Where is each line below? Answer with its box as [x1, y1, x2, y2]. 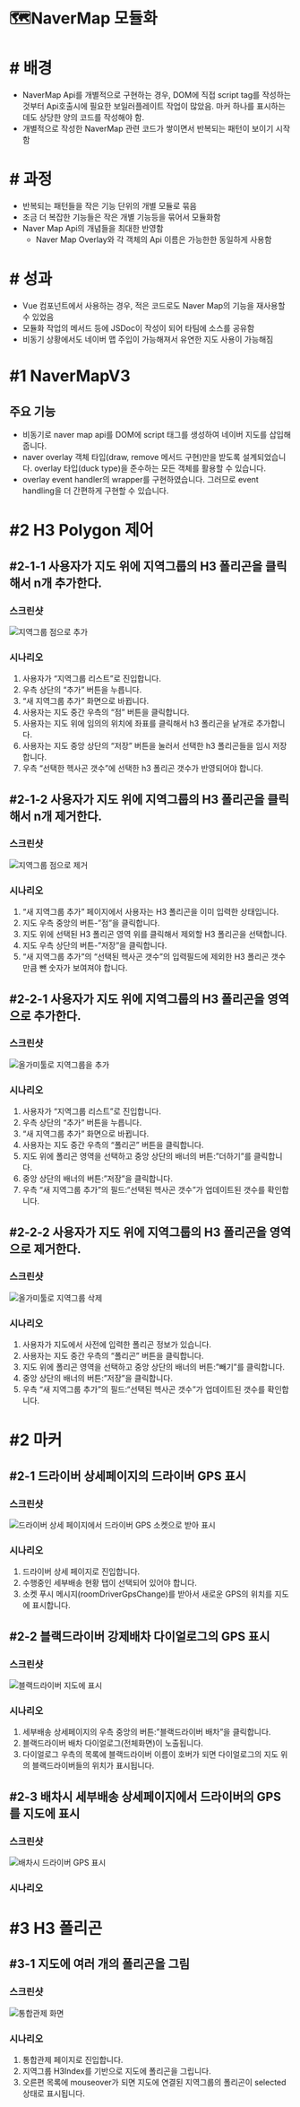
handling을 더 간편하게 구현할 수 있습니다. [21, 485, 169, 496]
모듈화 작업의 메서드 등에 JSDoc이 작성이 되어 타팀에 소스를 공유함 [21, 323, 255, 333]
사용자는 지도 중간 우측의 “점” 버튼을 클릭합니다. [21, 707, 190, 718]
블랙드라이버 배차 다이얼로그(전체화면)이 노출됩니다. [21, 1737, 204, 1749]
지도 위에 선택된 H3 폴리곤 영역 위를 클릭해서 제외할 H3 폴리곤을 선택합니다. [21, 929, 287, 940]
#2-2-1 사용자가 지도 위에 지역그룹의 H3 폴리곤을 [9, 991, 265, 1006]
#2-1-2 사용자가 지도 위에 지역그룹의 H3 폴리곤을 [9, 791, 265, 807]
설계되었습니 [242, 452, 287, 462]
